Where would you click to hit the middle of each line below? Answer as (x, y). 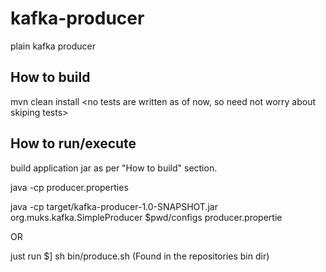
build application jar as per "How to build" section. (114, 168)
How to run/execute (73, 143)
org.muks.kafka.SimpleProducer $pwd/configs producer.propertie (146, 217)
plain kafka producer (53, 46)
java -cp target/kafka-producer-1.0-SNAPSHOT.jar (114, 206)
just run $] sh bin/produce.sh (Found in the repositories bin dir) (140, 256)
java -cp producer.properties (69, 187)
